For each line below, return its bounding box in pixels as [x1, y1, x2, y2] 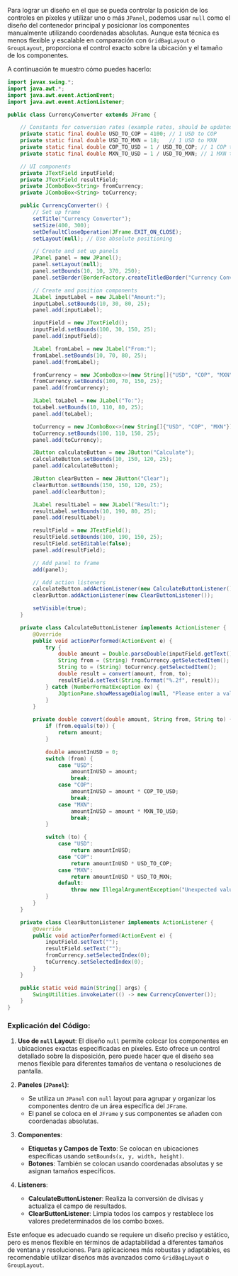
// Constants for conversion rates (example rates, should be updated [20, 124, 233, 131]
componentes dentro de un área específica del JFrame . [28, 1102, 188, 1110]
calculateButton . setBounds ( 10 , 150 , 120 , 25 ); [33, 456, 173, 463]
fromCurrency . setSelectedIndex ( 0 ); [45, 952, 151, 959]
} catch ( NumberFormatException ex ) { [45, 683, 160, 690]
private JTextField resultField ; [20, 176, 119, 183]
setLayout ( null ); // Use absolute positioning [33, 235, 173, 242]
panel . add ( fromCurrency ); [33, 384, 110, 392]
